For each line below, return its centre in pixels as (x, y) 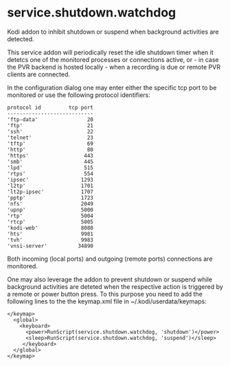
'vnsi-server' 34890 (50, 246)
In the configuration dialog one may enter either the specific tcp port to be (112, 87)
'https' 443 (50, 155)
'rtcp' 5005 (50, 222)
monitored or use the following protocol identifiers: (79, 95)
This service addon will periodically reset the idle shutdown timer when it (111, 52)
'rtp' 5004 (50, 216)
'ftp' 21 (50, 125)
